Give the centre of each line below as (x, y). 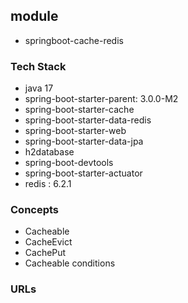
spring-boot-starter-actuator (83, 173)
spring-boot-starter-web (75, 131)
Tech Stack (38, 66)
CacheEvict (48, 242)
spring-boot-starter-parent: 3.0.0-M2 (101, 99)
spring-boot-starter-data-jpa (84, 141)
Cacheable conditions (70, 263)
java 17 (39, 88)
